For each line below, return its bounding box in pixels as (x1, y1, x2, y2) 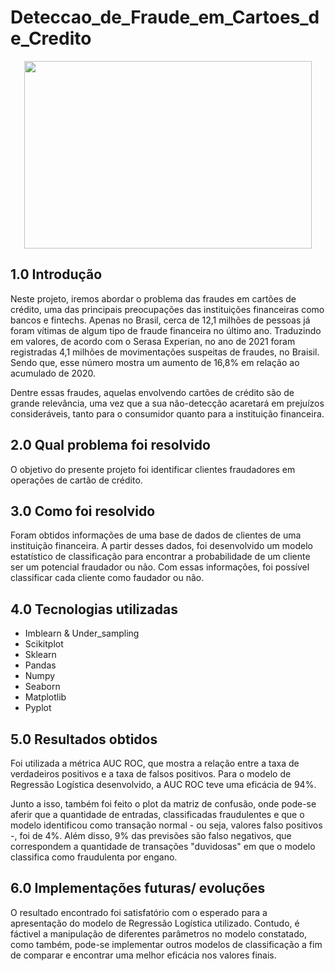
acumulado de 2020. (10, 367, 96, 379)
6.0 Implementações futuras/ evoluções (10, 880, 266, 897)
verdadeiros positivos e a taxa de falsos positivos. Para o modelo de (10, 768, 292, 780)
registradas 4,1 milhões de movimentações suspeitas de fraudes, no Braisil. (10, 346, 320, 358)
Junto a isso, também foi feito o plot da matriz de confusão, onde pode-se (10, 798, 317, 810)
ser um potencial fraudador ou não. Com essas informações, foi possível (10, 561, 310, 573)
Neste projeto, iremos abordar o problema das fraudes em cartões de (10, 292, 297, 305)
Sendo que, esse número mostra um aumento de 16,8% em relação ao (10, 356, 300, 368)
